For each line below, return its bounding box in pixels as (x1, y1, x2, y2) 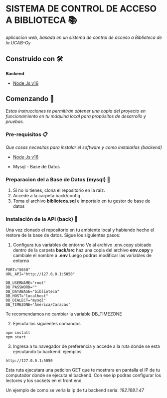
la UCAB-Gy (5, 39, 31, 45)
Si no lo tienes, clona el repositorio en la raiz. (12, 187, 105, 193)
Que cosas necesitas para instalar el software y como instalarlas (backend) (5, 144, 163, 150)
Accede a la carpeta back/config (12, 193, 81, 199)
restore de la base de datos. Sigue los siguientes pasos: (5, 232, 121, 238)
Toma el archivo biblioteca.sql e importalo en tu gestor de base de (12, 198, 151, 204)
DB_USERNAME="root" (5, 280, 46, 285)
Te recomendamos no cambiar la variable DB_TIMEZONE (5, 311, 122, 317)
